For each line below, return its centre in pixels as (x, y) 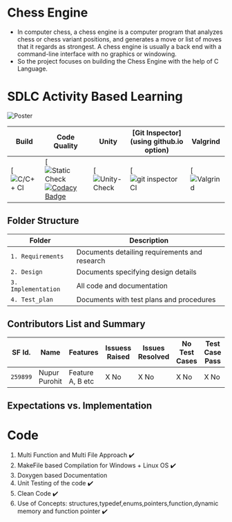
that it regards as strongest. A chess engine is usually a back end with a (119, 46)
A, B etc (81, 381)
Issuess (118, 348)
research (91, 261)
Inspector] (164, 133)
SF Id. (21, 352)
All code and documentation (122, 286)
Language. (32, 68)
